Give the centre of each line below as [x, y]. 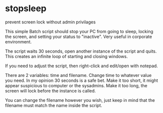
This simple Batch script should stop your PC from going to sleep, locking [79, 31]
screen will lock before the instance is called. [51, 91]
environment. [18, 41]
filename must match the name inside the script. [54, 105]
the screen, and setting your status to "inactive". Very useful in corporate [79, 37]
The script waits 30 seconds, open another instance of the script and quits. [81, 51]
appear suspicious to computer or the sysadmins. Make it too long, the [76, 85]
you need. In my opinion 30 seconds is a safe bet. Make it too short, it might [81, 80]
